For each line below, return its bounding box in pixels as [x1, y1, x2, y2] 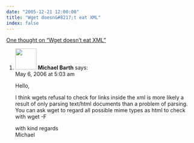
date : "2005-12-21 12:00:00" [6, 8, 80, 15]
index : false [6, 20, 39, 26]
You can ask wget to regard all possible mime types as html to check [14, 107, 186, 114]
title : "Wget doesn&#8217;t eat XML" [6, 14, 101, 21]
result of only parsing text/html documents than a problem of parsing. [14, 100, 188, 107]
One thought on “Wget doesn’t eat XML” [6, 37, 107, 44]
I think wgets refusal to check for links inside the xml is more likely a [14, 94, 184, 101]
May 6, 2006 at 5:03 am [14, 71, 75, 78]
